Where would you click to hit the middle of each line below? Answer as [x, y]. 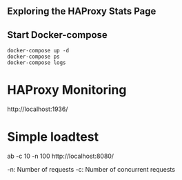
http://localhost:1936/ [38, 109]
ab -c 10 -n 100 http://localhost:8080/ [61, 156]
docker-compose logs [37, 63]
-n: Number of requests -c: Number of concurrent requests [91, 170]
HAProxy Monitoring [67, 90]
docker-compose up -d [38, 51]
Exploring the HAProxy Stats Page [82, 11]
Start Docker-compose [58, 35]
